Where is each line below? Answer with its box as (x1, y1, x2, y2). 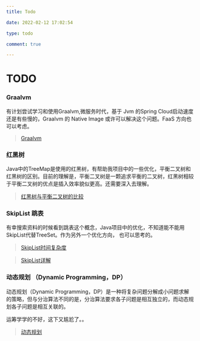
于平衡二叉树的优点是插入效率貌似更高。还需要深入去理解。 (6, 180, 152, 188)
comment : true (6, 41, 42, 47)
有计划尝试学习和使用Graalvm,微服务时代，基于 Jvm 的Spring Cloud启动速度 (6, 107, 194, 115)
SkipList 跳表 (6, 209, 44, 217)
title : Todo (6, 8, 36, 15)
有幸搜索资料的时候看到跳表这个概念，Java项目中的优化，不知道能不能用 (6, 224, 185, 231)
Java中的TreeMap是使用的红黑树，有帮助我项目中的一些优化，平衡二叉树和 (6, 165, 191, 173)
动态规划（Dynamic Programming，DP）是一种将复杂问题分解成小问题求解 (6, 288, 189, 295)
